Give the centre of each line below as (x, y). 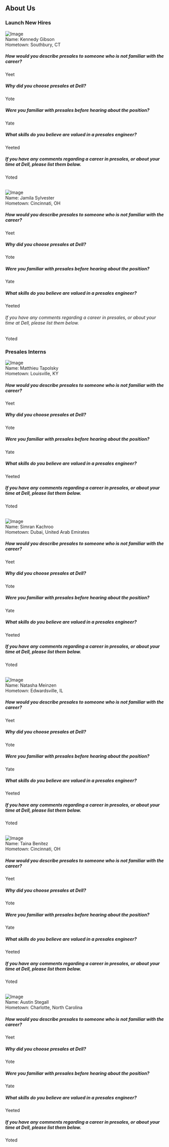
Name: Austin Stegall (27, 1002)
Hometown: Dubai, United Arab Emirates (47, 532)
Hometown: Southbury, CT (33, 45)
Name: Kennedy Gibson (30, 39)
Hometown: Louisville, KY (32, 373)
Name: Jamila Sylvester (30, 197)
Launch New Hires (28, 23)
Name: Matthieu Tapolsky (32, 368)
